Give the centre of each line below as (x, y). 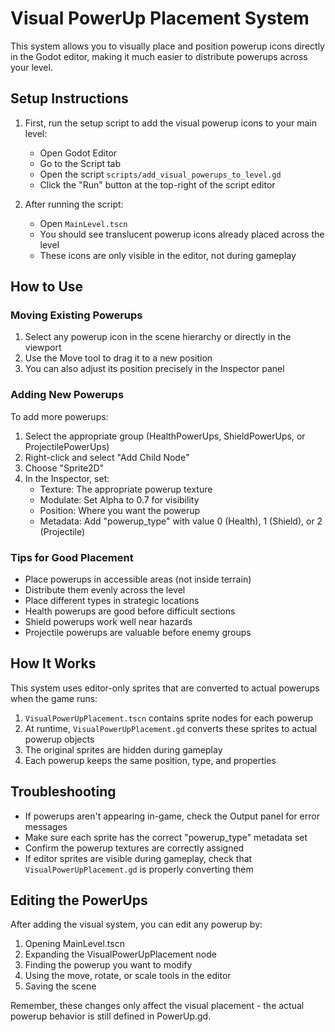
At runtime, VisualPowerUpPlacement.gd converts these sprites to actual (171, 728)
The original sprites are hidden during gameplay (123, 749)
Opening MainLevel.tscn (74, 944)
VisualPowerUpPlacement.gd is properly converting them (139, 869)
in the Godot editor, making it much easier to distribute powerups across (159, 56)
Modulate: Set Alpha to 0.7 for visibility (119, 499)
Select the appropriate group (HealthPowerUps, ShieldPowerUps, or (165, 436)
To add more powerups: (59, 416)
